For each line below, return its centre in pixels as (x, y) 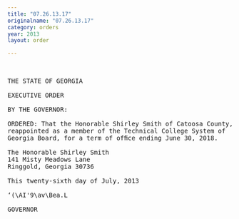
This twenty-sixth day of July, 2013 (73, 181)
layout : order (29, 41)
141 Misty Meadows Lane (49, 160)
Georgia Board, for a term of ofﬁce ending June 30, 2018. (113, 138)
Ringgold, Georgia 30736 (51, 167)
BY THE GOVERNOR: (37, 110)
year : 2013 (24, 34)
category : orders (33, 27)
